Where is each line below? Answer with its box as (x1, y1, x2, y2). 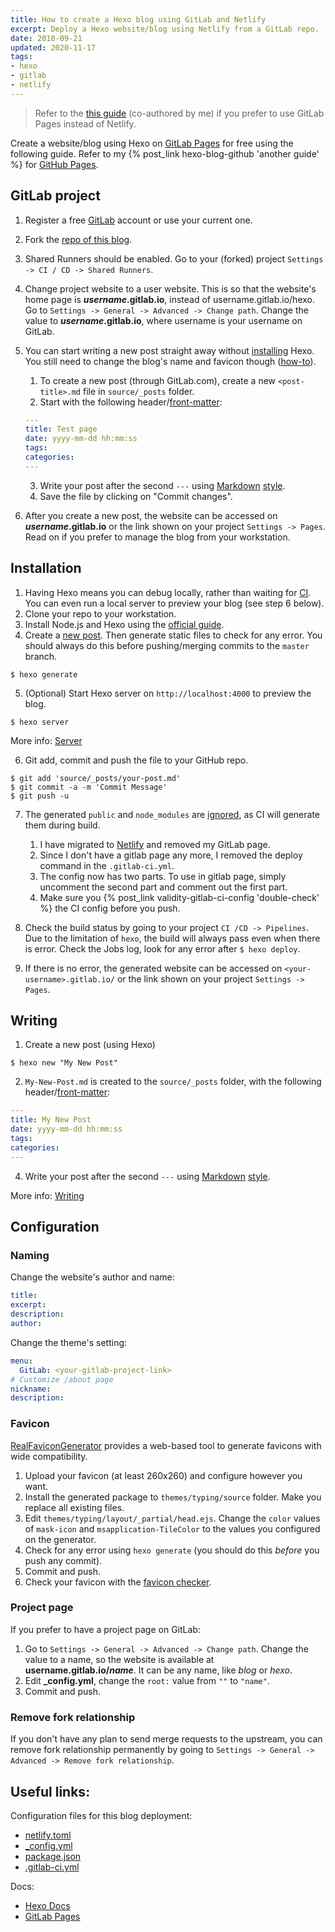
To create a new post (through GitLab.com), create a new (39, 374, 277, 386)
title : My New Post (10, 1115, 92, 1125)
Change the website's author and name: (10, 1271, 175, 1283)
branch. (24, 650, 58, 662)
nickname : (10, 1384, 52, 1394)
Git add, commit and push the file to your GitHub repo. (24, 754, 249, 766)
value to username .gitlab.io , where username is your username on (24, 314, 303, 326)
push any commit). (24, 1554, 103, 1566)
